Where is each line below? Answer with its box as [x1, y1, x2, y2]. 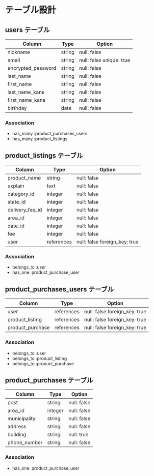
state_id [7, 199, 26, 206]
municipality [7, 415, 36, 422]
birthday [7, 105, 27, 111]
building [7, 431, 26, 438]
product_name [7, 175, 41, 181]
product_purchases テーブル [5, 376, 93, 384]
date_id [7, 222, 25, 229]
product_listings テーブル [5, 151, 83, 160]
